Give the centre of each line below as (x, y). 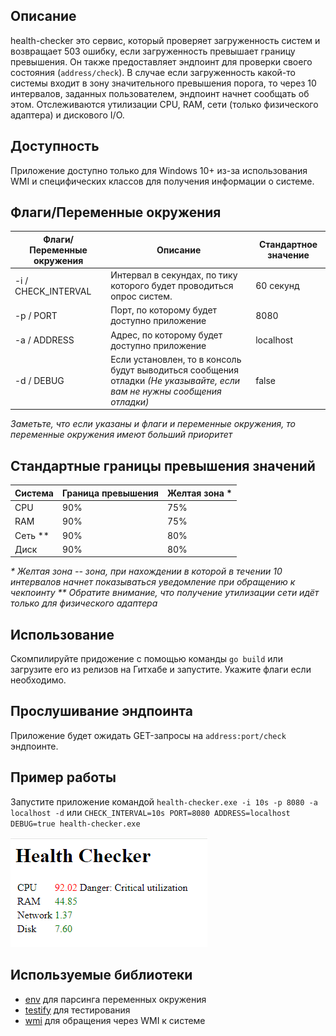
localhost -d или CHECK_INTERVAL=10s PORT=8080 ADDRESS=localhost (150, 812)
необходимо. (38, 680)
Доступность (55, 146)
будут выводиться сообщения (174, 370)
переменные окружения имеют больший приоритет (121, 435)
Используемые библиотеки (101, 975)
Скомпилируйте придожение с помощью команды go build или (146, 659)
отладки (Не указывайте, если (175, 380)
